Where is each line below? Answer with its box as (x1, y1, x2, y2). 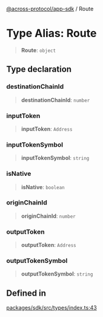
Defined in (6, 288, 47, 298)
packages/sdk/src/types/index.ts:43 (6, 304, 97, 312)
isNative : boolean (21, 183, 65, 190)
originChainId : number (21, 212, 76, 220)
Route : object (21, 46, 56, 54)
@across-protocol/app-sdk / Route (6, 5, 94, 12)
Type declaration (6, 64, 71, 75)
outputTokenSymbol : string (21, 270, 93, 277)
